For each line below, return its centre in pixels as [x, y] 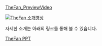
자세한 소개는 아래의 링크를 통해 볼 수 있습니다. [51, 28]
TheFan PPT [18, 38]
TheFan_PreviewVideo [29, 7]
